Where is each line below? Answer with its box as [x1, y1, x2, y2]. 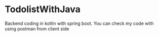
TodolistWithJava [5, 4, 81, 15]
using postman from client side [5, 25, 69, 31]
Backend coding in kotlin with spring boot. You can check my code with [5, 20, 154, 26]
